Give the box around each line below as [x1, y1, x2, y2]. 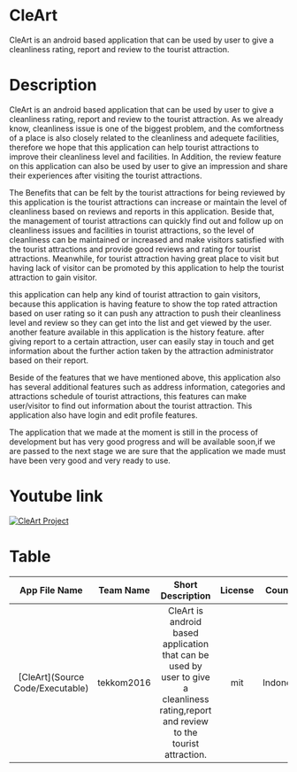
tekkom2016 [96, 676, 152, 689]
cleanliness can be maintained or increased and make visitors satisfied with [9, 234, 285, 244]
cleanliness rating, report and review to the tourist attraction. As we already [9, 113, 284, 124]
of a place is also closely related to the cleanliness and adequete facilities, [9, 132, 279, 143]
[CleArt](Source [18, 670, 85, 683]
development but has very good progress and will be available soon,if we [9, 436, 276, 447]
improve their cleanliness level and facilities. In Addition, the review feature [9, 151, 282, 162]
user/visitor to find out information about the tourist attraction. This [9, 400, 253, 411]
